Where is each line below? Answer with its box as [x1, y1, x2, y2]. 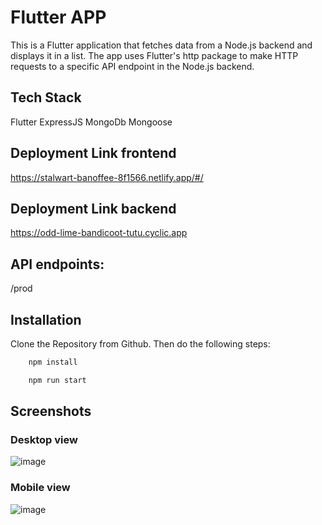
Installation [10, 311, 82, 328]
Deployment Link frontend [10, 145, 177, 162]
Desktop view [10, 433, 78, 447]
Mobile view [10, 481, 71, 495]
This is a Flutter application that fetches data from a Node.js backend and [10, 39, 313, 51]
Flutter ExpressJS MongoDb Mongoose [10, 116, 173, 128]
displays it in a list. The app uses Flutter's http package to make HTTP [10, 49, 299, 61]
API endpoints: [10, 256, 105, 273]
